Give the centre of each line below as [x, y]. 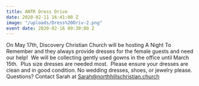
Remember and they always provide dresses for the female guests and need [100, 52]
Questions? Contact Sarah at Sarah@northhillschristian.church [83, 77]
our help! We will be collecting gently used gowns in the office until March [98, 58]
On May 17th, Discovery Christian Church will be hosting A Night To [89, 45]
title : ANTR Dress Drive [37, 12]
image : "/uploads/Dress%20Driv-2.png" [54, 23]
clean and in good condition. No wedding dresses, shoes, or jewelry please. [99, 70]
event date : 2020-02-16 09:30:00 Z [50, 28]
